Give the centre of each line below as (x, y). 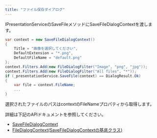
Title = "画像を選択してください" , (46, 49)
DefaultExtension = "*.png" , (44, 53)
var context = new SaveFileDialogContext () (50, 40)
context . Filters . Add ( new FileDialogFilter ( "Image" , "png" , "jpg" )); (76, 67)
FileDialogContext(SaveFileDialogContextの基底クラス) (67, 130)
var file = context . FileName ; (45, 85)
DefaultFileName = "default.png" (48, 58)
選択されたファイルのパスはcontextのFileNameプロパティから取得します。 (80, 104)
